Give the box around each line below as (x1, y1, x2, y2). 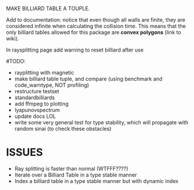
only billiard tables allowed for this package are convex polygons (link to (6, 29, 181, 36)
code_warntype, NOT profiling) (14, 82, 89, 89)
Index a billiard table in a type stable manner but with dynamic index (14, 177, 179, 184)
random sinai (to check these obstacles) (14, 125, 112, 132)
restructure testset (14, 88, 60, 94)
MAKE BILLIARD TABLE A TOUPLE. (6, 5, 90, 12)
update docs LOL (14, 113, 57, 120)
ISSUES (6, 146, 43, 159)
